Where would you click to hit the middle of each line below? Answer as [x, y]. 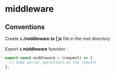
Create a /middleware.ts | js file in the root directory [58, 38]
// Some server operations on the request [53, 62]
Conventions [25, 27]
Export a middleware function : [36, 49]
